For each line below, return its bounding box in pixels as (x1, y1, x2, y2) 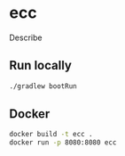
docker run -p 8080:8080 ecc (9, 138, 117, 147)
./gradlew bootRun (9, 81, 77, 91)
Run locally (9, 58, 73, 73)
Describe (9, 32, 43, 43)
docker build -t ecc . (9, 130, 93, 139)
